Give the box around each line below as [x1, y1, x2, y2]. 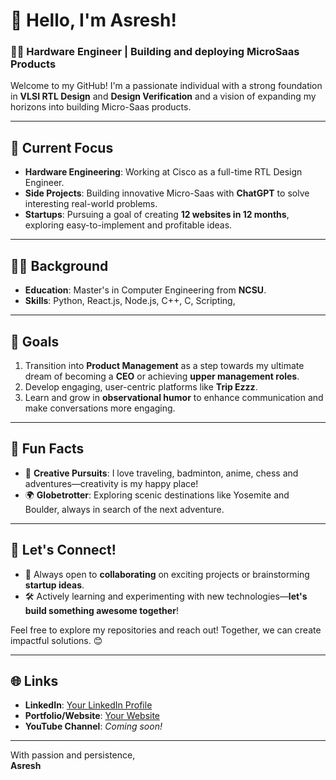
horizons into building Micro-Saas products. [10, 101, 192, 113]
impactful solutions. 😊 [10, 634, 103, 646]
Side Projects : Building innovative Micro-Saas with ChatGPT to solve [24, 187, 310, 199]
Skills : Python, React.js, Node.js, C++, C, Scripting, [24, 295, 236, 307]
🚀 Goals [10, 333, 60, 350]
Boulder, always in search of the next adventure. [24, 503, 225, 515]
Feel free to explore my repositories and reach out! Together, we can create [10, 624, 322, 636]
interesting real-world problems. [24, 198, 158, 210]
